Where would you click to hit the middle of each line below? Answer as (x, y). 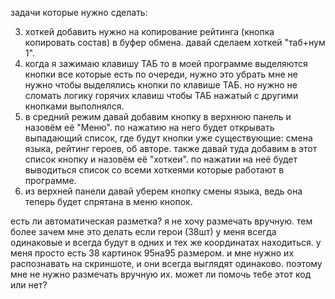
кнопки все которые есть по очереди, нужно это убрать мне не (161, 74)
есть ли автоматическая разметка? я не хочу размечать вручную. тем (161, 221)
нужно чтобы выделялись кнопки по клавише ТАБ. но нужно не (161, 85)
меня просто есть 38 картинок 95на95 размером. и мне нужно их (152, 253)
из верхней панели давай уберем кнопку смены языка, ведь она (163, 191)
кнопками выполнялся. (74, 106)
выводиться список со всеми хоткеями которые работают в (154, 170)
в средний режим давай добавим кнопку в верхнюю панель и (158, 116)
